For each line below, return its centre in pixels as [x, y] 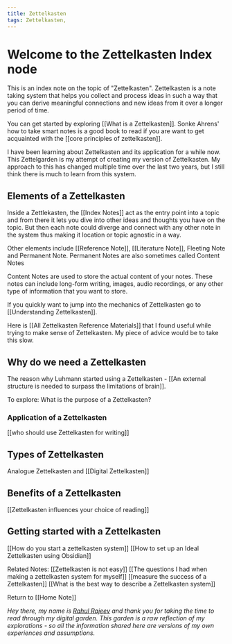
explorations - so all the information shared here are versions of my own [111, 625]
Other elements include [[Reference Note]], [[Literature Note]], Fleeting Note [116, 248]
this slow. [20, 340]
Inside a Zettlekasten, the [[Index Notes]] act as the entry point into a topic [114, 213]
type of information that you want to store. [68, 291]
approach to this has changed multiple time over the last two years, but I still [116, 167]
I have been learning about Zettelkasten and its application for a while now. [114, 152]
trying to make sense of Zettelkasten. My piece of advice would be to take [113, 333]
